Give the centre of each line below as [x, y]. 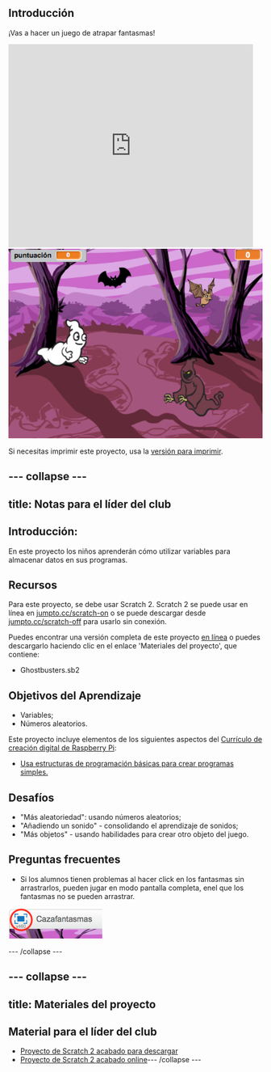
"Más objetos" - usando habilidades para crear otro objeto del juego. [134, 834]
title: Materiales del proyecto [82, 1004]
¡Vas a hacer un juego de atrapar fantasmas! [82, 32]
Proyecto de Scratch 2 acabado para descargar [99, 1051]
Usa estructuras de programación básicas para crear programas [127, 764]
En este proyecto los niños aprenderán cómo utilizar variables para [120, 551]
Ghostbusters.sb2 [50, 670]
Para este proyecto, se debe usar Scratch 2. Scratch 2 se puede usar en [128, 605]
